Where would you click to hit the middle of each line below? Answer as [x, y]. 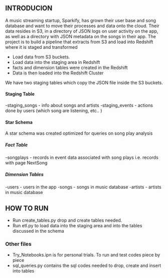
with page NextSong [26, 163]
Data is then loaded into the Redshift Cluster [58, 73]
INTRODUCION [29, 8]
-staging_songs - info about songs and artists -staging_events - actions [79, 106]
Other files [18, 244]
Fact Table [17, 145]
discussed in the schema [38, 231]
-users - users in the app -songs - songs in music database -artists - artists [83, 187]
